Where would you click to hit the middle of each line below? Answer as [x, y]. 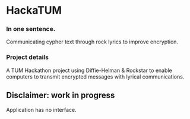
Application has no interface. [41, 109]
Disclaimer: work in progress [61, 95]
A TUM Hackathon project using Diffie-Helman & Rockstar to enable [89, 70]
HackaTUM [34, 10]
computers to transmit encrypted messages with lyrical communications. [95, 76]
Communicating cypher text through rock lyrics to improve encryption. [92, 42]
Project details [28, 57]
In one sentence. [31, 29]
